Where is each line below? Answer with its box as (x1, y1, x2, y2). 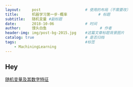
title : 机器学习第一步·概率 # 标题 (5, 12, 111, 17)
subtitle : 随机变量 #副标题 (5, 16, 63, 21)
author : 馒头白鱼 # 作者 (5, 26, 112, 31)
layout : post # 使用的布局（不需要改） (5, 7, 131, 12)
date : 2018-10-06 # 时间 (5, 21, 97, 26)
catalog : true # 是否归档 (5, 35, 105, 40)
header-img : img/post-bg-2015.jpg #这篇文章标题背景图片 (5, 30, 125, 35)
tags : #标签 (5, 40, 95, 45)
